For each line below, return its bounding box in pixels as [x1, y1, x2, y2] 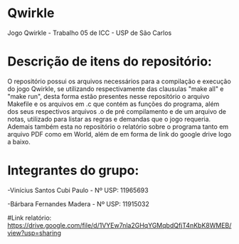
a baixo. [7, 137, 31, 146]
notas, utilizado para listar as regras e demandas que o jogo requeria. [7, 115, 211, 123]
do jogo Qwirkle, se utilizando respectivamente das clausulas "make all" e [7, 84, 224, 93]
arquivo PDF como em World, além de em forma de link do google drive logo [7, 129, 232, 138]
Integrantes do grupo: [7, 162, 139, 179]
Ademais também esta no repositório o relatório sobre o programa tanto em [7, 122, 229, 131]
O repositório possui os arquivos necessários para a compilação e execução [7, 77, 231, 85]
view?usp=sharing [7, 228, 62, 237]
